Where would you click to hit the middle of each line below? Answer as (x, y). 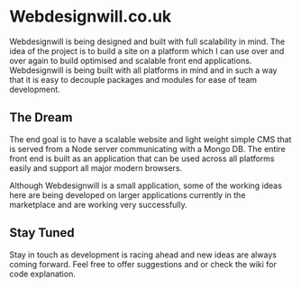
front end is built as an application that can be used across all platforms (142, 158)
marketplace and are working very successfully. (98, 204)
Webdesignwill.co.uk (91, 17)
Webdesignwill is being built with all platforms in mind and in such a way (143, 70)
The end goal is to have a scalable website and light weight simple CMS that (150, 139)
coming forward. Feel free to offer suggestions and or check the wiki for (143, 264)
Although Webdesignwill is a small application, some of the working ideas (146, 185)
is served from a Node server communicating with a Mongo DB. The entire (147, 148)
